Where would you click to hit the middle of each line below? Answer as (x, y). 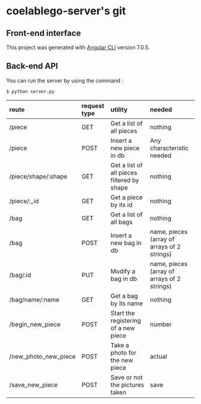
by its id (121, 204)
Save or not (127, 377)
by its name (127, 303)
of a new (123, 328)
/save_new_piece (33, 385)
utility (119, 109)
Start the (123, 313)
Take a (120, 345)
